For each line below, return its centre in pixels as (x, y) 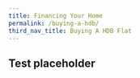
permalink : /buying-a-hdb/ (54, 23)
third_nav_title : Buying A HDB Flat (70, 31)
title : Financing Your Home (56, 16)
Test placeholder (52, 63)
